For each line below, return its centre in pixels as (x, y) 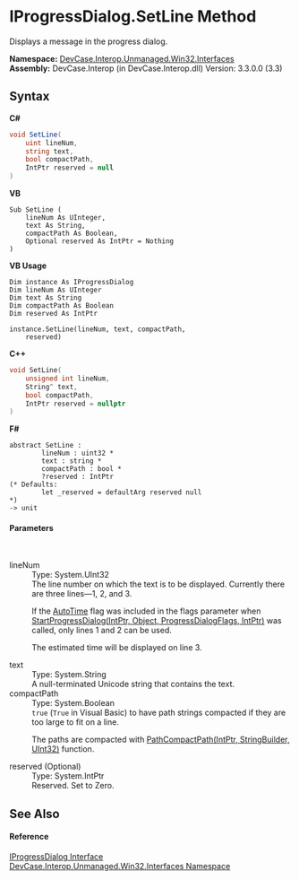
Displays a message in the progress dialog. (89, 41)
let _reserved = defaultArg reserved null (122, 492)
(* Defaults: (34, 485)
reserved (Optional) (45, 767)
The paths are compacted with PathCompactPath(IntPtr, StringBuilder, (161, 740)
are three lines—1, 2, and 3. (82, 594)
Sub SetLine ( (36, 210)
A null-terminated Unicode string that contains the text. (133, 684)
